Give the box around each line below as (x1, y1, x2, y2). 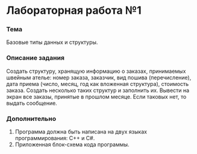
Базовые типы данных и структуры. (6, 38, 98, 46)
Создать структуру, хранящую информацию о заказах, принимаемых (6, 67, 186, 75)
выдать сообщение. (6, 99, 57, 106)
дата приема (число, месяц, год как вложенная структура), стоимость (6, 80, 189, 87)
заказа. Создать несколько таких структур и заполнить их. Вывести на (6, 87, 190, 94)
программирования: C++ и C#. (14, 135, 95, 142)
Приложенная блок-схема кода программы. (14, 141, 130, 148)
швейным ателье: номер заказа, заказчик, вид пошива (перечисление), (6, 73, 192, 81)
